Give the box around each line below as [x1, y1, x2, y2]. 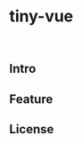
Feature [9, 91, 53, 107]
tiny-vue [9, 6, 74, 27]
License [9, 122, 54, 137]
